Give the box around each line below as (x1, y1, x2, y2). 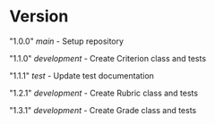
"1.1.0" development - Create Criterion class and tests (9, 53, 207, 63)
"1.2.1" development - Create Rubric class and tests (9, 87, 199, 98)
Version (9, 6, 69, 27)
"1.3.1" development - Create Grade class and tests (9, 104, 197, 115)
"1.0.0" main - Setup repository (9, 36, 124, 46)
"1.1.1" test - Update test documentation (9, 70, 155, 81)
